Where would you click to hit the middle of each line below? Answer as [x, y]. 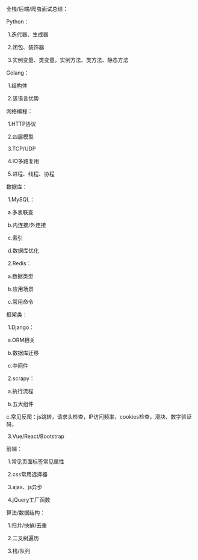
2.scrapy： [21, 378]
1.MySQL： [21, 199]
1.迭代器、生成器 [28, 34]
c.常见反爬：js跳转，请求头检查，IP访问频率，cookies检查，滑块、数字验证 [99, 417]
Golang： [18, 73]
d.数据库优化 [23, 251]
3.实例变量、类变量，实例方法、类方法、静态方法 [68, 60]
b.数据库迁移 [23, 353]
